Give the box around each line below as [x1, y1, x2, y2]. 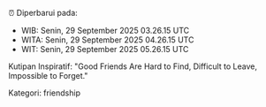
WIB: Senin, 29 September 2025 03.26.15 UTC [20, 26, 190, 35]
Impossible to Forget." [8, 71, 88, 80]
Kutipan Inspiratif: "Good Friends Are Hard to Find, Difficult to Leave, [8, 61, 258, 72]
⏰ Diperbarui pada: [8, 8, 79, 18]
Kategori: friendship [8, 88, 81, 98]
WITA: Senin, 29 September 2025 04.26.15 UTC [20, 34, 194, 45]
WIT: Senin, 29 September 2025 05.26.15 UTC [20, 44, 189, 54]
